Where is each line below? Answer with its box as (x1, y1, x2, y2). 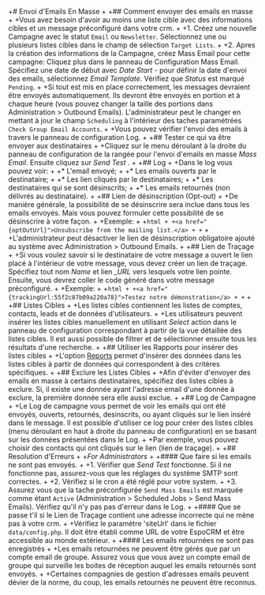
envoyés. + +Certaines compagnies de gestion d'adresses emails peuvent (8, 569, 250, 578)
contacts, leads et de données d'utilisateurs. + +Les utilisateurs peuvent (8, 309, 243, 318)
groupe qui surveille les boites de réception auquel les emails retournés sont (8, 561, 256, 570)
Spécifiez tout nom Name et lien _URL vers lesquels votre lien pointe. (8, 267, 233, 276)
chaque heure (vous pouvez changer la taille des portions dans (8, 99, 214, 108)
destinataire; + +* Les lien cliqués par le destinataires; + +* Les (8, 175, 214, 184)
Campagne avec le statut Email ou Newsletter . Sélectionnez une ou (8, 32, 227, 41)
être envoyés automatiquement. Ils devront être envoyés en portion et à (8, 91, 241, 100)
